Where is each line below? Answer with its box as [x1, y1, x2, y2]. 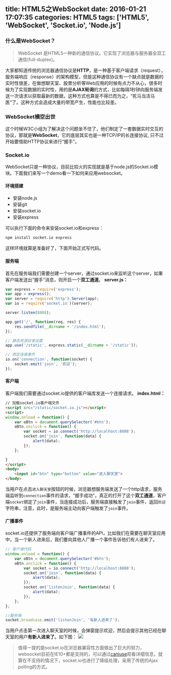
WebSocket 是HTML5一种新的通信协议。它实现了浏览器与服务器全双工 [17, 50, 166, 56]
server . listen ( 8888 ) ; [5, 310, 52, 316]
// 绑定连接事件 [5, 352, 35, 357]
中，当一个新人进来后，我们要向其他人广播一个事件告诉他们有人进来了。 [5, 537, 157, 543]
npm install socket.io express [5, 235, 72, 240]
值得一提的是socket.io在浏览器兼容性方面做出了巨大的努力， [17, 645, 144, 651]
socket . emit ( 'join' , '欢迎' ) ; [14, 361, 78, 367]
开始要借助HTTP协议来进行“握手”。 [5, 138, 80, 144]
